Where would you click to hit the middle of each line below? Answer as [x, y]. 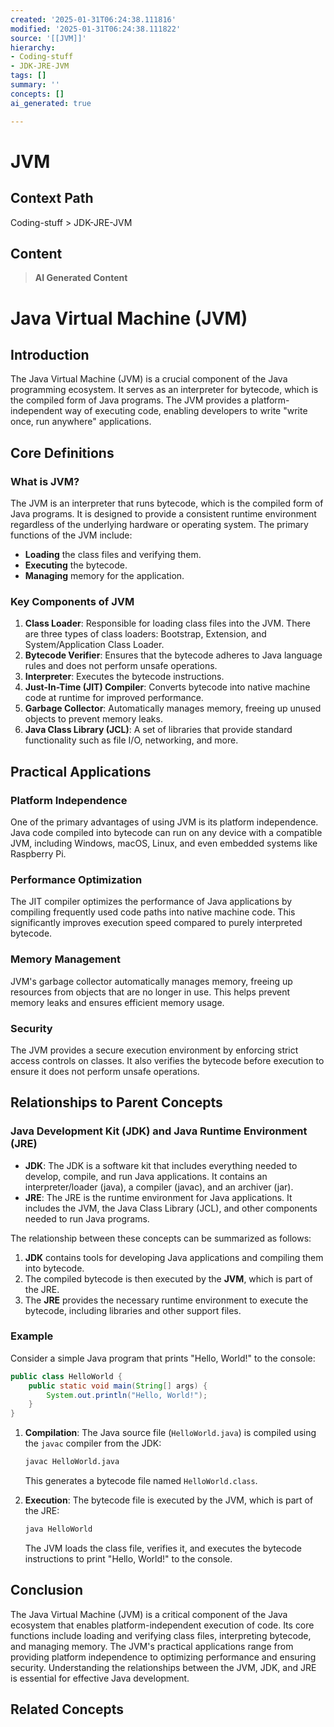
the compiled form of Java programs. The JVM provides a [130, 400]
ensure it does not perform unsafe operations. [105, 1071]
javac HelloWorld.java [72, 1462]
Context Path [52, 198]
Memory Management [65, 959]
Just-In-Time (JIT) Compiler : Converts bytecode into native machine [167, 687]
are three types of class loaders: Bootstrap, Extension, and [145, 634]
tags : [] [28, 76]
